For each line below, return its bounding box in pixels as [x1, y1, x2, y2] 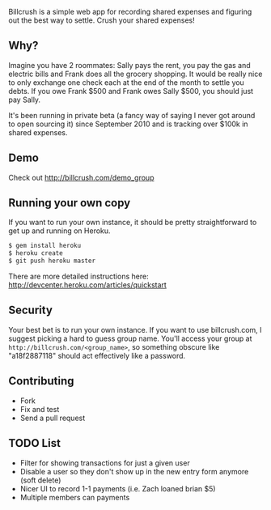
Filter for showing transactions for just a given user [19, 457, 190, 468]
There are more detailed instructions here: [8, 271, 149, 282]
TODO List [8, 436, 61, 450]
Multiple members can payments [19, 492, 130, 502]
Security [8, 304, 53, 317]
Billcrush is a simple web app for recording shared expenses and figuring [8, 7, 252, 16]
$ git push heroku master [8, 257, 95, 266]
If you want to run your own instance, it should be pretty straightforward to [8, 218, 257, 227]
